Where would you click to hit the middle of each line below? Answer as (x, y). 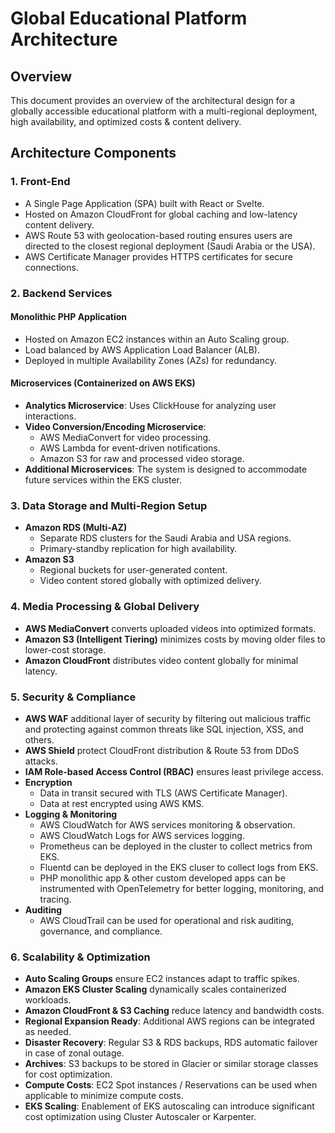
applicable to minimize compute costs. (104, 1096)
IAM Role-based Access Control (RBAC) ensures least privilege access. (174, 771)
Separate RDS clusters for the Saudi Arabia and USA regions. (165, 538)
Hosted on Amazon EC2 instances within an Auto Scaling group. (157, 339)
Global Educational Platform (129, 18)
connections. (51, 267)
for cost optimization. (68, 1074)
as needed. (48, 1032)
